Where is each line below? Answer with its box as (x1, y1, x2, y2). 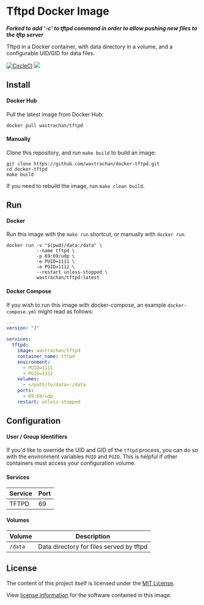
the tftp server (6, 31, 44, 38)
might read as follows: (37, 307, 93, 315)
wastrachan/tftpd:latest (36, 274, 100, 281)
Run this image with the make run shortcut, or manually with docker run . (6, 231, 186, 238)
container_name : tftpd (17, 353, 75, 359)
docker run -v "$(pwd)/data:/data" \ (6, 242, 103, 249)
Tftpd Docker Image (6, 4, 110, 18)
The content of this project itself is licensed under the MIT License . (6, 579, 175, 587)
